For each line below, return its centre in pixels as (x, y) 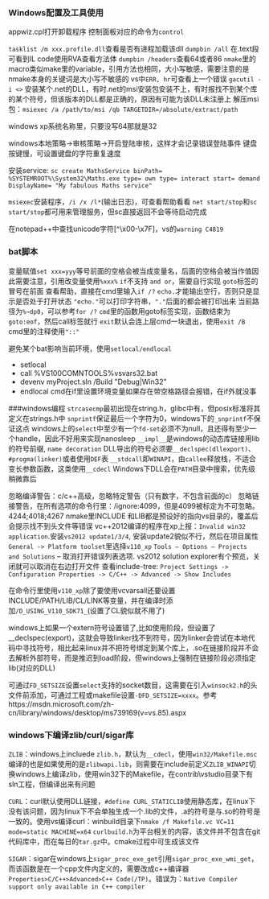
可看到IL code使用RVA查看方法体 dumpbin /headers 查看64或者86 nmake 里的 (132, 59)
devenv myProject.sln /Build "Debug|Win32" (93, 381)
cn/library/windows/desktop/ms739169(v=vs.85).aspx (98, 712)
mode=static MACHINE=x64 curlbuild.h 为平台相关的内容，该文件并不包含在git (134, 831)
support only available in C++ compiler (77, 887)
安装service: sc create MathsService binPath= (86, 171)
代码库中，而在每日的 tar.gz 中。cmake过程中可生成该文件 (104, 841)
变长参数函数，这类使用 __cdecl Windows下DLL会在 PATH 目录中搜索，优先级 (132, 468)
